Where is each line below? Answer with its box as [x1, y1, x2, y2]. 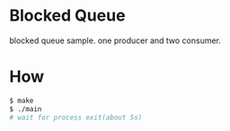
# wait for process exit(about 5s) [9, 113, 143, 122]
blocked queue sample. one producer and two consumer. [9, 35, 222, 46]
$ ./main [9, 104, 42, 113]
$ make [9, 96, 34, 105]
